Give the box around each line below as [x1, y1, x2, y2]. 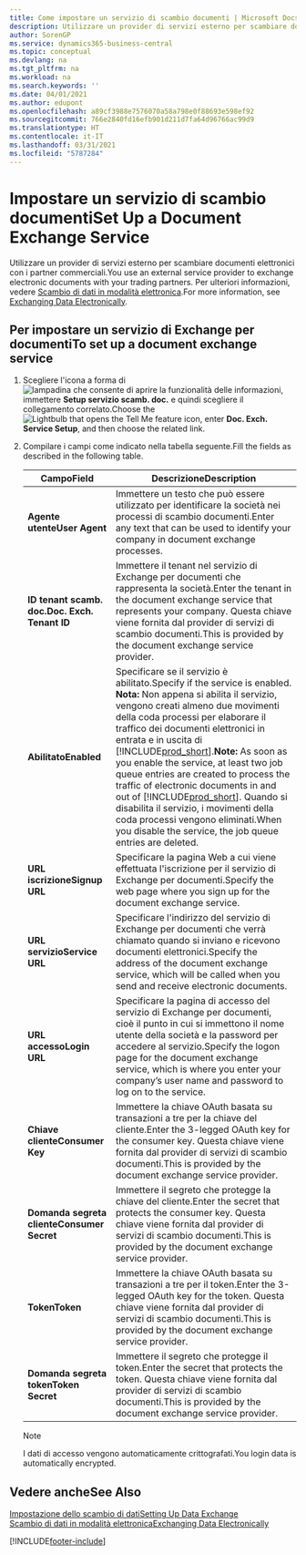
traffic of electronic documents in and [115, 779, 277, 792]
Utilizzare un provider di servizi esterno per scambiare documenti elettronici [9, 257, 295, 268]
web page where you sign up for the [115, 885, 270, 898]
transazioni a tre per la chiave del [115, 1112, 258, 1125]
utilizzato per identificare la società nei [115, 499, 280, 511]
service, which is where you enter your [115, 1063, 281, 1076]
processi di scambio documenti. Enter [115, 510, 275, 523]
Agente [26, 510, 61, 523]
